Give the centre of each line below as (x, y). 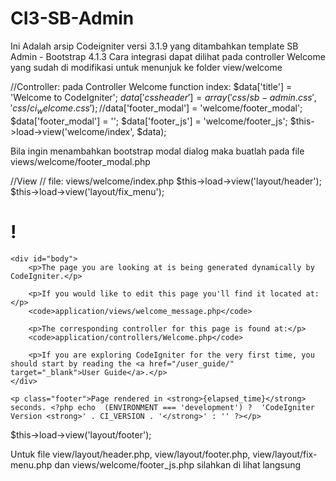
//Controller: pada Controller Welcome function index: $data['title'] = (151, 86)
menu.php (31, 464)
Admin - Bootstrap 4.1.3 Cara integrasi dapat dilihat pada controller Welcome (168, 56)
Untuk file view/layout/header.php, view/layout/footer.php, (130, 454)
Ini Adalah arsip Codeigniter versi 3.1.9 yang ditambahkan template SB (154, 46)
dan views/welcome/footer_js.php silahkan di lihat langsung (178, 464)
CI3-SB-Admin (72, 18)
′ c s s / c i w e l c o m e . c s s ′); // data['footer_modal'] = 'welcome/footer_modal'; (156, 109)
